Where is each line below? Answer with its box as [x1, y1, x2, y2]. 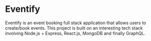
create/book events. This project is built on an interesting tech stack [5, 25, 143, 31]
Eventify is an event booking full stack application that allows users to [5, 20, 146, 26]
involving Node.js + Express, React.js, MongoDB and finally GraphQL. [5, 30, 146, 36]
